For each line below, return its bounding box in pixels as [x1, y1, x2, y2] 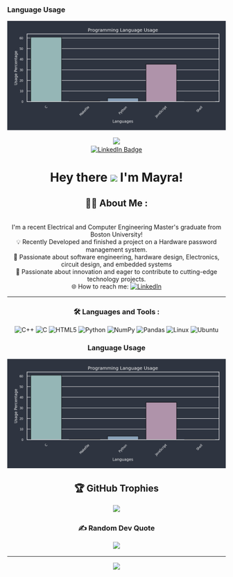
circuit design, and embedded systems [61, 260, 172, 268]
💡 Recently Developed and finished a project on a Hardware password [16, 238, 217, 246]
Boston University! [89, 230, 144, 239]
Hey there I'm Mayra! [49, 170, 184, 185]
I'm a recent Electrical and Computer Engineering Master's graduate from [11, 223, 222, 232]
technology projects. [87, 275, 146, 284]
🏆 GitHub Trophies [74, 483, 159, 494]
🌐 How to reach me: [71, 282, 130, 291]
